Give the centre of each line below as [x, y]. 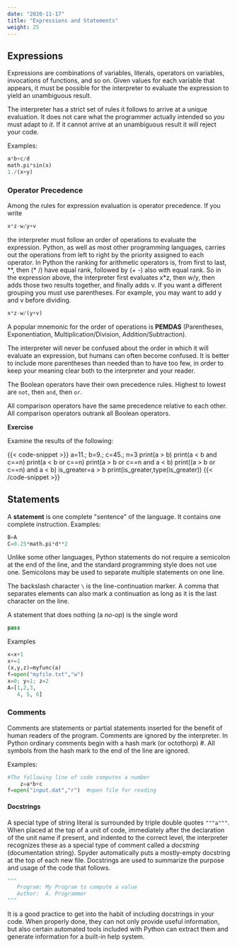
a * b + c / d [19, 159]
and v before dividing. [39, 300]
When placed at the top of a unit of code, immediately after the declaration [116, 830]
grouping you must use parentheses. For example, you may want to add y [115, 293]
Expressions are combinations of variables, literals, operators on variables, [116, 73]
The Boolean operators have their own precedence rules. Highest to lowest [117, 384]
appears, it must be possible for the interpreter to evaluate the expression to [118, 88]
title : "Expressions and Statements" [63, 21]
